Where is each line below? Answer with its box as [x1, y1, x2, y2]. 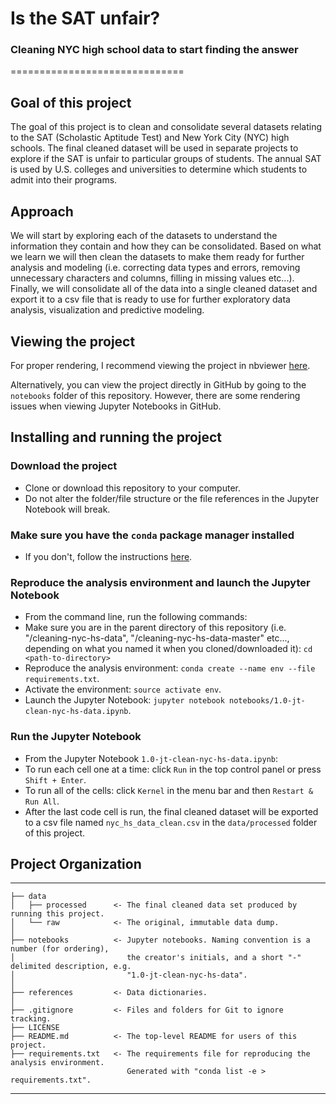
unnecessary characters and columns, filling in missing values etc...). [10, 272, 295, 284]
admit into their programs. [10, 174, 118, 186]
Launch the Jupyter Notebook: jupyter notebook [24, 694, 225, 706]
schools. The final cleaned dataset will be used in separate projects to [10, 142, 299, 154]
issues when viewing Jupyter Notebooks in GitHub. [10, 400, 222, 412]
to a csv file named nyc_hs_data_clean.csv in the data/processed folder [24, 816, 318, 828]
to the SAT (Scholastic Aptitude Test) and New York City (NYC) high [10, 132, 290, 144]
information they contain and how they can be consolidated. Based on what [10, 240, 322, 252]
